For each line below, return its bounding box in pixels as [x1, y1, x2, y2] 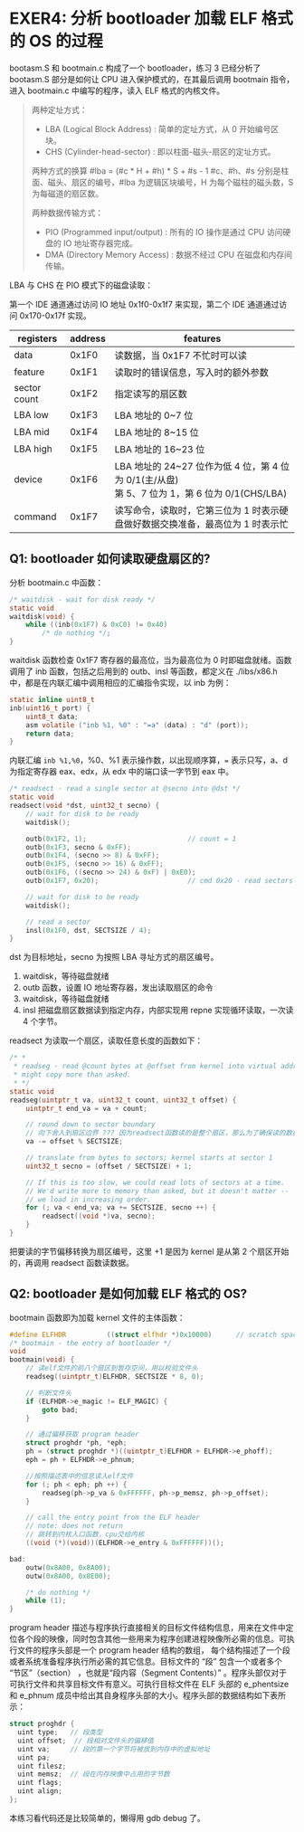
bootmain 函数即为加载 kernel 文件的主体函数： [9, 1312, 185, 1323]
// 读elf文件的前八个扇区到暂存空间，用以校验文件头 [25, 1363, 199, 1373]
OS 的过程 [28, 31, 104, 52]
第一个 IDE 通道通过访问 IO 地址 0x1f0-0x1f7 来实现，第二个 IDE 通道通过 [9, 299, 280, 309]
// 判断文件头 [25, 1388, 72, 1398]
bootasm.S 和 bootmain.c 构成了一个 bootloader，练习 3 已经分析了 [9, 62, 261, 73]
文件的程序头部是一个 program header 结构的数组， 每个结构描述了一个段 [16, 1645, 291, 1656]
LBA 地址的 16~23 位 [114, 442, 205, 455]
